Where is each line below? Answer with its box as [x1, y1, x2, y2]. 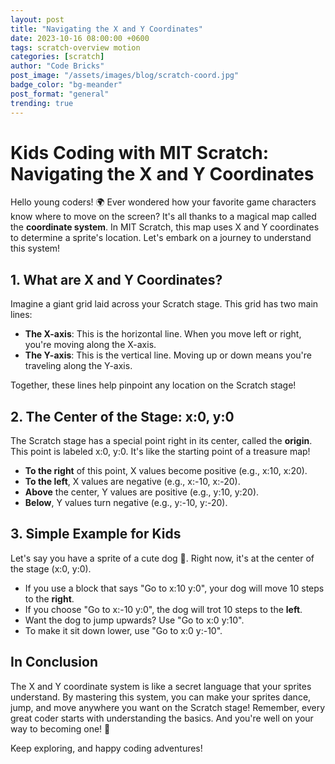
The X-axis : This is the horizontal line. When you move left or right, [24, 328, 302, 340]
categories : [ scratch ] [10, 52, 105, 62]
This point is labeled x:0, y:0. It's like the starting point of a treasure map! [10, 446, 311, 458]
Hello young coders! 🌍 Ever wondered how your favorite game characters [10, 196, 317, 208]
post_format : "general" [10, 89, 110, 99]
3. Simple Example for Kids [10, 526, 182, 543]
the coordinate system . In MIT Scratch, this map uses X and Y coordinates [10, 221, 320, 233]
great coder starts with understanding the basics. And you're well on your [10, 712, 314, 724]
